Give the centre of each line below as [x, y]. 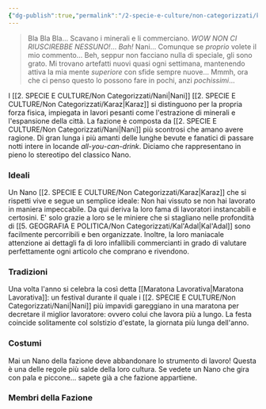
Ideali [19, 175]
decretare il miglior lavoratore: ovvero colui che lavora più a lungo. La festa [130, 315]
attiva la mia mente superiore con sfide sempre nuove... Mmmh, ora [138, 71]
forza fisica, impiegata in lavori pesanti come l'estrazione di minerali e [122, 113]
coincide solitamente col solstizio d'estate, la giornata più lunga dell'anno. [129, 323]
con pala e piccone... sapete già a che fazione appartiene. [103, 377]
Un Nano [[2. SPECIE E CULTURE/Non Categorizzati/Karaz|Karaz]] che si [127, 192]
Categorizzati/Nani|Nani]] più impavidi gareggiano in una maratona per [123, 306]
